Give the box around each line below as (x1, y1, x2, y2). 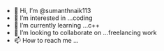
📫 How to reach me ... (13, 37, 79, 44)
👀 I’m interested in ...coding (13, 14, 93, 22)
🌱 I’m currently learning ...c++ (13, 21, 100, 29)
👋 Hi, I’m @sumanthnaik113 (13, 7, 91, 14)
